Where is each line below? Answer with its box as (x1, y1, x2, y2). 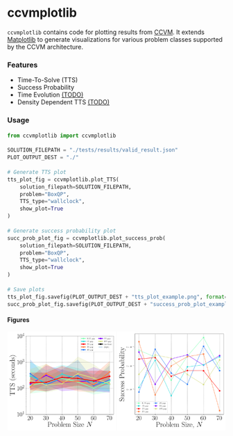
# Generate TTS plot (7, 168, 67, 175)
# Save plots (7, 286, 45, 293)
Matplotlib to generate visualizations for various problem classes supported (7, 35, 223, 43)
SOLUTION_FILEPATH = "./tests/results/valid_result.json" (7, 147, 178, 154)
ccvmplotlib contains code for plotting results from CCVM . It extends (7, 28, 205, 36)
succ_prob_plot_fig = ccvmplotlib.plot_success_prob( (7, 234, 166, 241)
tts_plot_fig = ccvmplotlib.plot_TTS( (7, 176, 119, 183)
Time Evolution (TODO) (17, 90, 84, 99)
